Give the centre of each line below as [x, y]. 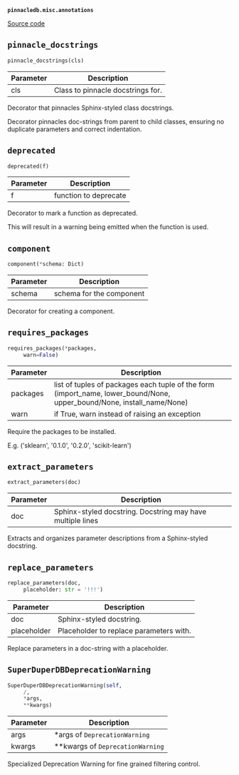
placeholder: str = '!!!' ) [63, 589]
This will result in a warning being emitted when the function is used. [108, 227]
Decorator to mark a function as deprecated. [73, 213]
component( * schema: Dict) [46, 264]
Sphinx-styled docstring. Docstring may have [130, 512]
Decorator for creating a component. [61, 311]
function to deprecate [90, 196]
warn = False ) [41, 355]
